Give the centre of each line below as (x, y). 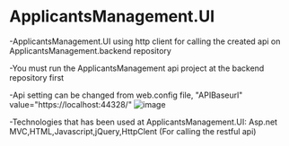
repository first (37, 77)
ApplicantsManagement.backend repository (91, 50)
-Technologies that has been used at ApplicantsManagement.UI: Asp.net (144, 122)
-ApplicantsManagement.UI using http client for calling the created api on (145, 41)
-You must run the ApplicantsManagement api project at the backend (137, 68)
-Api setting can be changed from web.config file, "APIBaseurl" (126, 95)
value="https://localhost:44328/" (71, 104)
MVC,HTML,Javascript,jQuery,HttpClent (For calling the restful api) (133, 131)
